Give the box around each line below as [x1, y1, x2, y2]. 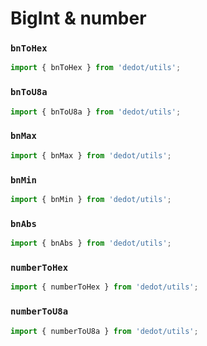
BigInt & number [10, 7, 147, 30]
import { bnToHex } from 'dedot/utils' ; [10, 63, 182, 73]
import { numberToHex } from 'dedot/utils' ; [10, 282, 199, 292]
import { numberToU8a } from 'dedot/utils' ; [10, 326, 199, 336]
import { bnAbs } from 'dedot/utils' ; [10, 238, 172, 249]
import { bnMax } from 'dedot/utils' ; [10, 150, 172, 161]
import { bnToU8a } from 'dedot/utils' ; [10, 107, 182, 117]
